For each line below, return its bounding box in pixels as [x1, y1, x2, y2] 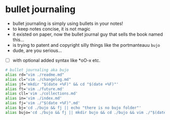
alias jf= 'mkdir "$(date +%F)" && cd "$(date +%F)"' [5, 81, 119, 87]
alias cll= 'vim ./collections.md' [5, 91, 78, 96]
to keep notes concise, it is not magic [12, 25, 91, 32]
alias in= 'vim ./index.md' [5, 96, 62, 101]
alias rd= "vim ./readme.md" [5, 72, 65, 77]
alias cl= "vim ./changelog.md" [5, 77, 71, 82]
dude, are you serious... [12, 47, 62, 53]
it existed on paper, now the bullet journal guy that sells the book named [12, 31, 163, 37]
